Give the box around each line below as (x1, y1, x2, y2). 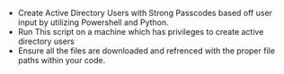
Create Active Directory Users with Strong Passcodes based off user (17, 8, 272, 18)
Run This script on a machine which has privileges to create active (17, 27, 264, 37)
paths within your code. (17, 55, 106, 65)
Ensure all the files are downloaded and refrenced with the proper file (17, 45, 276, 56)
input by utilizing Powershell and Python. (17, 17, 169, 28)
